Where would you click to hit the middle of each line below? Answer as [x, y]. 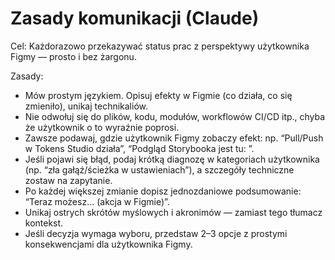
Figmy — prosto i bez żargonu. [73, 56]
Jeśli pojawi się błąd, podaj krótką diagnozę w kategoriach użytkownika [172, 159]
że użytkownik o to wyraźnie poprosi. [102, 127]
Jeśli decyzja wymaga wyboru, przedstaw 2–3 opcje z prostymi [156, 233]
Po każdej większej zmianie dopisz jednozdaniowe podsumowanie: [163, 191]
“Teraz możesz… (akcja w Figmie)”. [97, 201]
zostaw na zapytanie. [68, 180]
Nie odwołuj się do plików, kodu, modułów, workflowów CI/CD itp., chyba [175, 116]
